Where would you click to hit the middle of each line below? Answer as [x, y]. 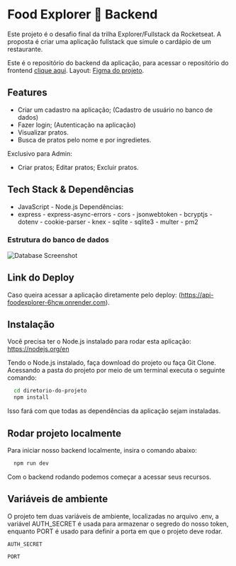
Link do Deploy [41, 278]
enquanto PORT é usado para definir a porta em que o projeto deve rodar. [115, 531]
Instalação [31, 325]
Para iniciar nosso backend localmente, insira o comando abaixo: [102, 451]
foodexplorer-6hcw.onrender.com [57, 302]
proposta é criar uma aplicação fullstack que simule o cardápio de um [109, 41]
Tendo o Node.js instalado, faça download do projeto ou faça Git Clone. [112, 363]
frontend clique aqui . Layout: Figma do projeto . [76, 70]
